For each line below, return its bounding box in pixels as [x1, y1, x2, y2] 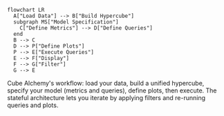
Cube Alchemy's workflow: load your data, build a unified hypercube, [7, 79, 205, 87]
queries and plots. [7, 101, 59, 109]
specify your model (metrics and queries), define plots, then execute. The [7, 86, 217, 95]
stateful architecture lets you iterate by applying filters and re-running [7, 94, 206, 101]
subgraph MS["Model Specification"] [13, 19, 119, 26]
